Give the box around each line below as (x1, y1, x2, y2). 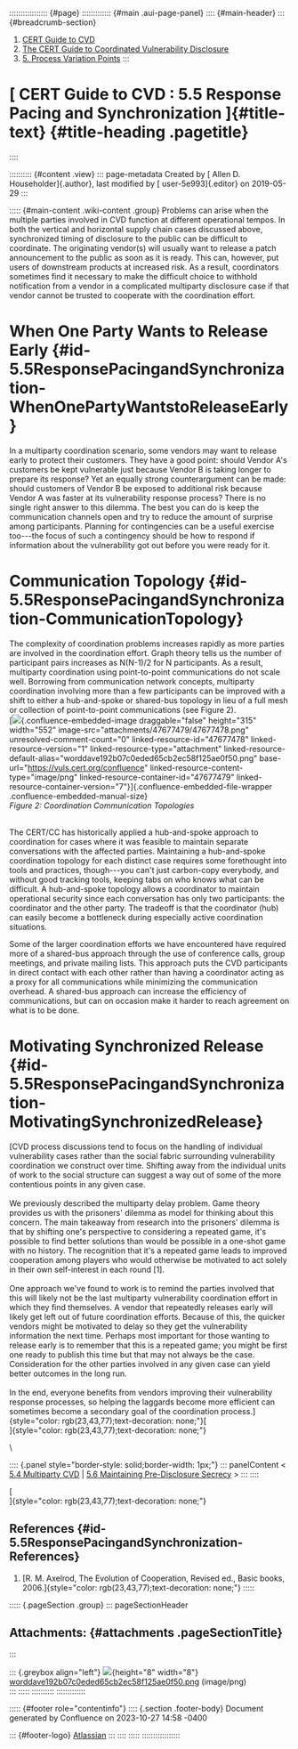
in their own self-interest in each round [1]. (9, 1264, 165, 1275)
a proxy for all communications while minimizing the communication (9, 976, 258, 987)
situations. (9, 921, 47, 932)
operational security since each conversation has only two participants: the (9, 893, 286, 903)
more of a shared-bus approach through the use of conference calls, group (9, 948, 286, 959)
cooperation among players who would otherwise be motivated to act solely (9, 1254, 287, 1265)
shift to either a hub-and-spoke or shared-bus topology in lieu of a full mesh (9, 694, 289, 706)
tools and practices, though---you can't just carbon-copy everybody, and (9, 864, 279, 875)
